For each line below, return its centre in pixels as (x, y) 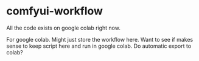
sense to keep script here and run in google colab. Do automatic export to (99, 46)
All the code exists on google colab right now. (63, 28)
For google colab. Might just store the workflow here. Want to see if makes (100, 39)
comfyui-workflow (55, 11)
